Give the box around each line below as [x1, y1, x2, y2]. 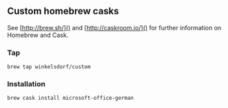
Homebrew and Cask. [7, 31, 69, 39]
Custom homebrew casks [7, 5, 119, 17]
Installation [7, 79, 46, 89]
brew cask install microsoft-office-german [7, 95, 134, 102]
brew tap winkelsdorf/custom [7, 64, 91, 70]
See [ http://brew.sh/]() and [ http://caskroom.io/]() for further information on [7, 23, 222, 31]
